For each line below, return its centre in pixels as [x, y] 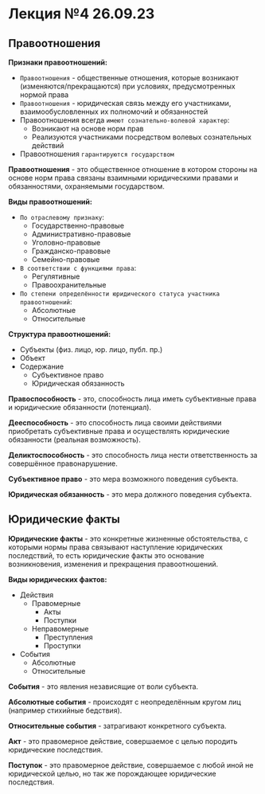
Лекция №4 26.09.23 [82, 14]
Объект [33, 358]
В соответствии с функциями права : [78, 268]
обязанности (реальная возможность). [74, 440]
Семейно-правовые [66, 259]
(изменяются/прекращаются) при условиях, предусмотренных [128, 86]
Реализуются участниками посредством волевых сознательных [142, 137]
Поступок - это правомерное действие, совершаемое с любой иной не [131, 765]
